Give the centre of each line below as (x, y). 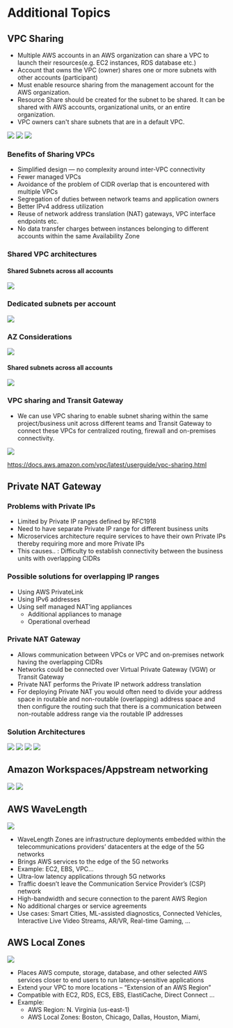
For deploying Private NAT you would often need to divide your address (120, 691)
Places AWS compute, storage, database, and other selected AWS (112, 972)
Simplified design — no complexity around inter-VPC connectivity (111, 169)
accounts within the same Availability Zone (79, 236)
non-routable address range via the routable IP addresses (100, 714)
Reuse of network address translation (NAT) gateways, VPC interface (116, 214)
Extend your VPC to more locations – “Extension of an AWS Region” (114, 987)
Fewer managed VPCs (49, 177)
